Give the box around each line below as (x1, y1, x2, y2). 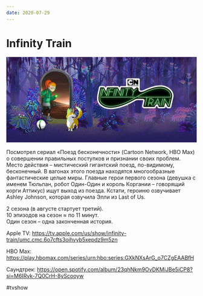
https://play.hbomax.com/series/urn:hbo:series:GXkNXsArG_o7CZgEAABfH (6, 254, 195, 261)
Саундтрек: (6, 266, 36, 273)
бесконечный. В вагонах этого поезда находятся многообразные (6, 167, 175, 175)
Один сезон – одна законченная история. (6, 217, 113, 225)
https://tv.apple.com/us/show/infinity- (32, 230, 127, 237)
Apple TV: (6, 230, 31, 237)
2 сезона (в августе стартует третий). (6, 205, 104, 212)
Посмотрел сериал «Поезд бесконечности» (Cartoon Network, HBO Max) (6, 148, 195, 155)
